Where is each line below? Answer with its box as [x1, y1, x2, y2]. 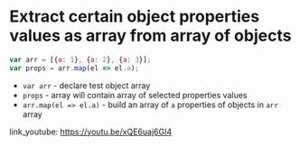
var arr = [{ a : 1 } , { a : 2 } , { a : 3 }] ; [9, 55, 152, 64]
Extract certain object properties [9, 6, 260, 27]
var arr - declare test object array [22, 79, 151, 91]
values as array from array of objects [9, 25, 292, 46]
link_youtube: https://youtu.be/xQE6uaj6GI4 [9, 126, 173, 137]
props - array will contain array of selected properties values [22, 89, 248, 100]
